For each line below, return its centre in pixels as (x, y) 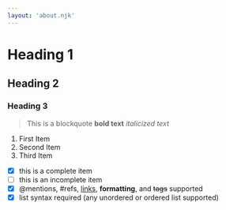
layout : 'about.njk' (41, 15)
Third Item (36, 156)
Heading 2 (34, 84)
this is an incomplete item (60, 179)
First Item (34, 138)
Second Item (40, 147)
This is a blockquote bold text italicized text (98, 123)
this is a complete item (55, 171)
